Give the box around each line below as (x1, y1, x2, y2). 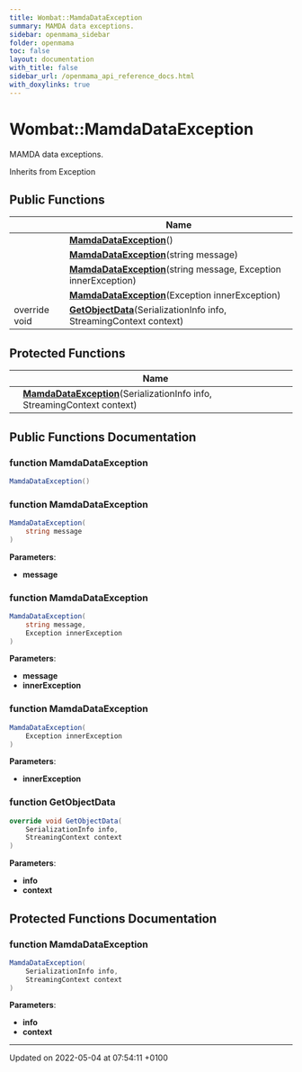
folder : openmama (9, 38, 75, 48)
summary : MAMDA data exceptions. (9, 22, 135, 31)
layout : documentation (9, 55, 94, 64)
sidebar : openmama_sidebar (9, 30, 111, 39)
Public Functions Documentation (9, 429, 197, 445)
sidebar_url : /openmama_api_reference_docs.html (9, 72, 195, 81)
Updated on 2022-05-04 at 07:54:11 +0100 (9, 1052, 169, 1063)
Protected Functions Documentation (9, 911, 218, 926)
